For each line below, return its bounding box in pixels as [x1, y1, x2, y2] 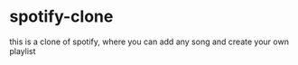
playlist [9, 45, 36, 56]
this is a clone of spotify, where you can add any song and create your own [9, 36, 289, 47]
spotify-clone [9, 6, 114, 27]
